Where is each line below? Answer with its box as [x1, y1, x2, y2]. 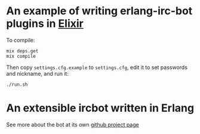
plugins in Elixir [6, 17, 84, 30]
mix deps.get [6, 48, 39, 54]
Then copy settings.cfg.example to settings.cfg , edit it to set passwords [6, 64, 188, 71]
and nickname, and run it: [6, 70, 69, 77]
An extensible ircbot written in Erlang [6, 101, 195, 115]
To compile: [6, 36, 35, 43]
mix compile [6, 53, 36, 59]
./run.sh [6, 82, 28, 88]
